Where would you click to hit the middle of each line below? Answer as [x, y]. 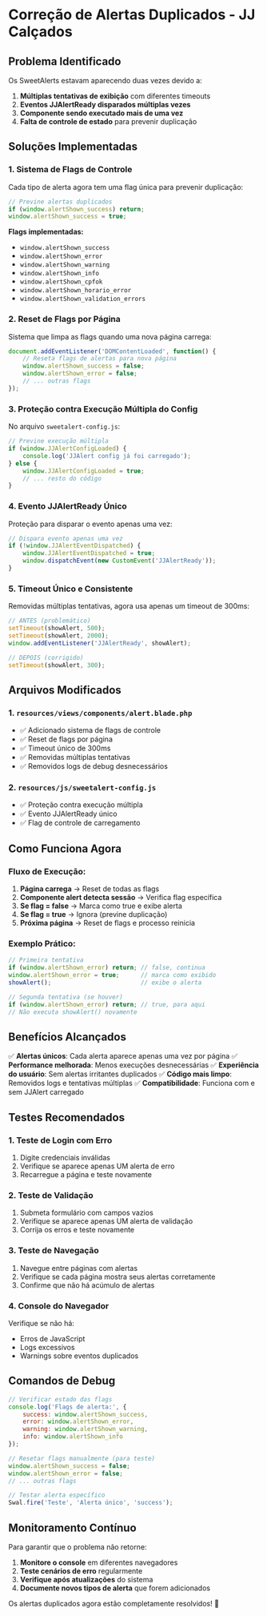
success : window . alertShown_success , [86, 1414]
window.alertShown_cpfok [61, 282]
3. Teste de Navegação [54, 1251]
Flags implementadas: [46, 232]
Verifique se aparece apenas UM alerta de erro [97, 1166]
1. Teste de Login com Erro [60, 1140]
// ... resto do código [62, 478]
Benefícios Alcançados [67, 1037]
